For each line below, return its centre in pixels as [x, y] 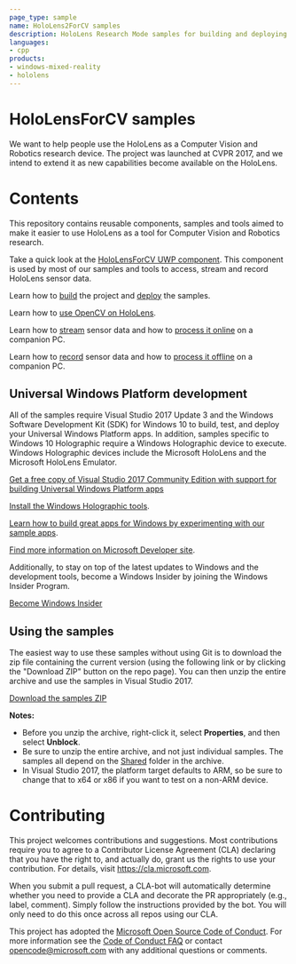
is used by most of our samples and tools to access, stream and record [139, 268]
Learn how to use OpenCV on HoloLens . [83, 313]
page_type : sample [43, 17]
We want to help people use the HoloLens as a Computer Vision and [134, 144]
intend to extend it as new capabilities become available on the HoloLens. [143, 163]
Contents [44, 199]
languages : [29, 42]
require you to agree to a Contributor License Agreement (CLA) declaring [143, 850]
